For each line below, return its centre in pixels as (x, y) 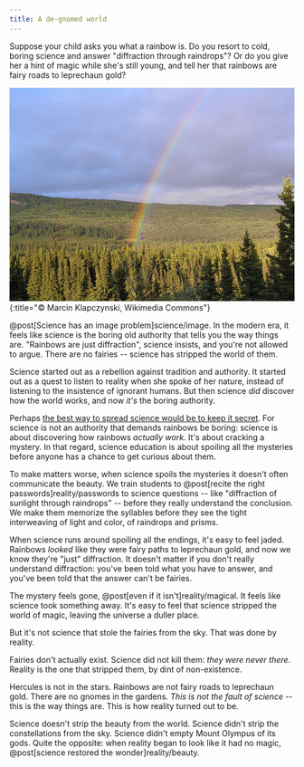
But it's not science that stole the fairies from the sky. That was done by (143, 632)
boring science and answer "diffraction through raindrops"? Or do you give (149, 55)
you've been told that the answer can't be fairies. (101, 578)
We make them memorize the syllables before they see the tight (128, 513)
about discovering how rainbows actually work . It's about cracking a (137, 437)
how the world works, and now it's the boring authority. (112, 400)
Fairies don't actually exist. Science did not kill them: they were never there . (150, 659)
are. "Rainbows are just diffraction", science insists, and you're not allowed (149, 344)
